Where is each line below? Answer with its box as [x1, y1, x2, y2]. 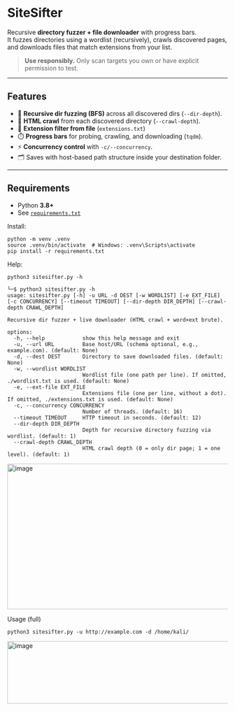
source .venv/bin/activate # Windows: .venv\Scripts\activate [7, 241, 196, 249]
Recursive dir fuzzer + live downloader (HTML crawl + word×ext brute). [7, 316, 224, 323]
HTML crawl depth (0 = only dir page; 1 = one [82, 445, 220, 452]
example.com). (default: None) [7, 347, 99, 354]
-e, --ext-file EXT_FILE [13, 383, 86, 391]
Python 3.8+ [17, 201, 54, 209]
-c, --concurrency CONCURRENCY [13, 402, 105, 409]
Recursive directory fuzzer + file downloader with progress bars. [7, 28, 197, 36]
